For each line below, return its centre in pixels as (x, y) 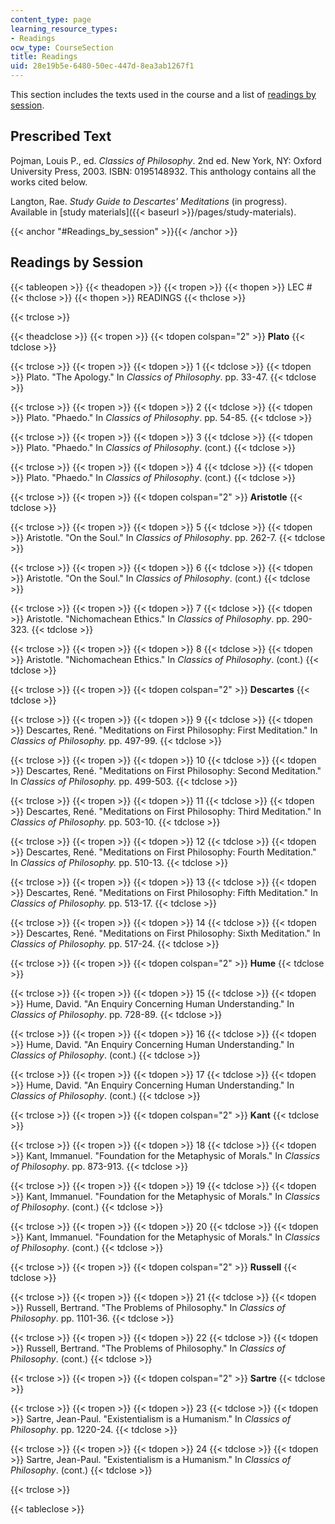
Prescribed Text (61, 136)
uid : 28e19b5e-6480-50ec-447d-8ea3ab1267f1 (102, 66)
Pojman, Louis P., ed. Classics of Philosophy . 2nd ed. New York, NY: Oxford (166, 160)
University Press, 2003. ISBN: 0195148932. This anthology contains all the (163, 171)
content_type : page (51, 19)
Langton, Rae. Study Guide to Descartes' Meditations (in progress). (149, 201)
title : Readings (44, 57)
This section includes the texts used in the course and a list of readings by (163, 94)
